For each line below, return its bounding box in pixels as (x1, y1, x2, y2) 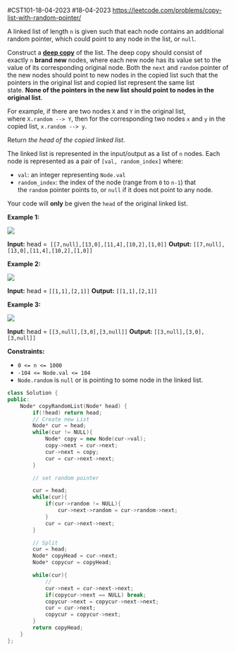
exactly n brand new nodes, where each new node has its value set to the (7, 56, 222, 64)
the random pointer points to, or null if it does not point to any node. (17, 186, 213, 193)
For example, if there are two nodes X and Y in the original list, (7, 107, 186, 115)
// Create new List (32, 416, 90, 423)
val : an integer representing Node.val (17, 171, 126, 179)
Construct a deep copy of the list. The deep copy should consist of (7, 49, 202, 56)
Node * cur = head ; (32, 422, 87, 429)
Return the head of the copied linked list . (7, 136, 125, 144)
